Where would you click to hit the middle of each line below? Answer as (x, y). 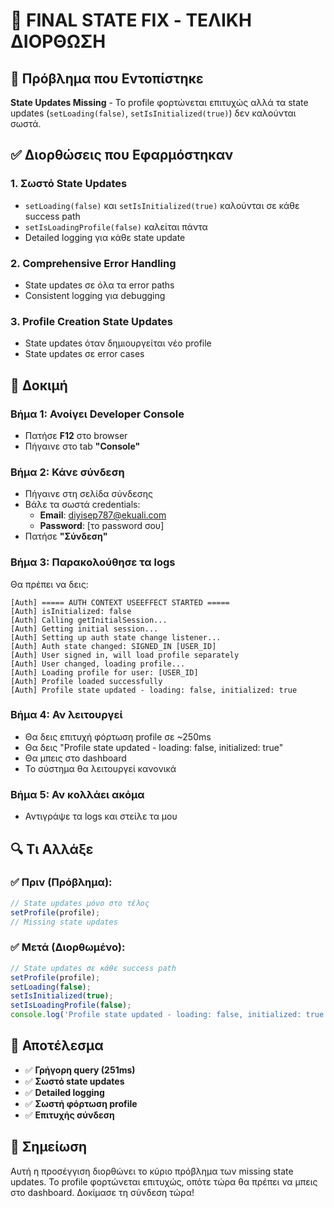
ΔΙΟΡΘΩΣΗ (58, 41)
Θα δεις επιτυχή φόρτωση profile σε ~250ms (118, 736)
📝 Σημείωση (49, 1147)
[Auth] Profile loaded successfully (86, 681)
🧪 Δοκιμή (39, 385)
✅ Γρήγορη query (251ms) (80, 1070)
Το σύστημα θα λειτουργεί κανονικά (100, 768)
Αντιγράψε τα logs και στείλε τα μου (101, 816)
